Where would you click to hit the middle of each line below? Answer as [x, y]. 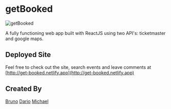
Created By [24, 89]
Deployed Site [28, 55]
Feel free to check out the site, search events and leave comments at [78, 67]
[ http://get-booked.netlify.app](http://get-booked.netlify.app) [70, 72]
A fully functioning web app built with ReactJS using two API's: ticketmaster [85, 33]
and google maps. [24, 39]
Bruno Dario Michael [27, 101]
